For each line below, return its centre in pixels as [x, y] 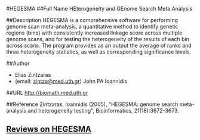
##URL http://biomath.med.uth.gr [47, 93]
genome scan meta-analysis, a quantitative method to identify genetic [92, 27]
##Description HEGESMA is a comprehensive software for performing [92, 20]
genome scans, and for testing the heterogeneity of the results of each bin [98, 39]
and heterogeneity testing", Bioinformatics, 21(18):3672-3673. [103, 111]
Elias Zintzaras [33, 75]
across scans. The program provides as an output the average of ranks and [99, 45]
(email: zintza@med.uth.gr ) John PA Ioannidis [71, 81]
